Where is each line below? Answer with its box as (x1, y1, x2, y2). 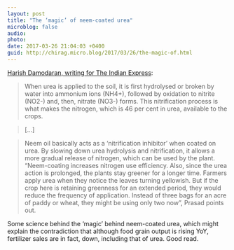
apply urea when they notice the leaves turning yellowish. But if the (24, 176, 219, 184)
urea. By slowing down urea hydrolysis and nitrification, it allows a (24, 146, 215, 155)
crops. (24, 111, 43, 120)
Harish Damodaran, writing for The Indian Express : (7, 68, 153, 77)
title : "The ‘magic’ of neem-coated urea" (7, 17, 133, 24)
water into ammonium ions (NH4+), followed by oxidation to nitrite (24, 89, 215, 98)
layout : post (7, 10, 46, 18)
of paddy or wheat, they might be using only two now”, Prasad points (24, 198, 224, 207)
